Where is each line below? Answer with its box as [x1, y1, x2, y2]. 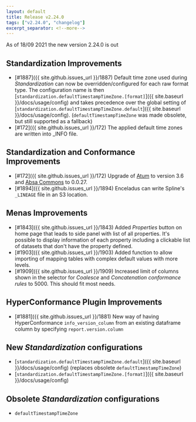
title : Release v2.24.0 [6, 14, 65, 20]
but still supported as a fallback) [14, 118, 93, 125]
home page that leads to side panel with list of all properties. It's [14, 230, 170, 237]
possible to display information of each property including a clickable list [14, 236, 191, 243]
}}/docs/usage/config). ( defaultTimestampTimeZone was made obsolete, [14, 111, 187, 118]
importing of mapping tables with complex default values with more [14, 255, 178, 262]
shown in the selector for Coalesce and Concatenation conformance [14, 273, 181, 281]
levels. [14, 261, 31, 268]
